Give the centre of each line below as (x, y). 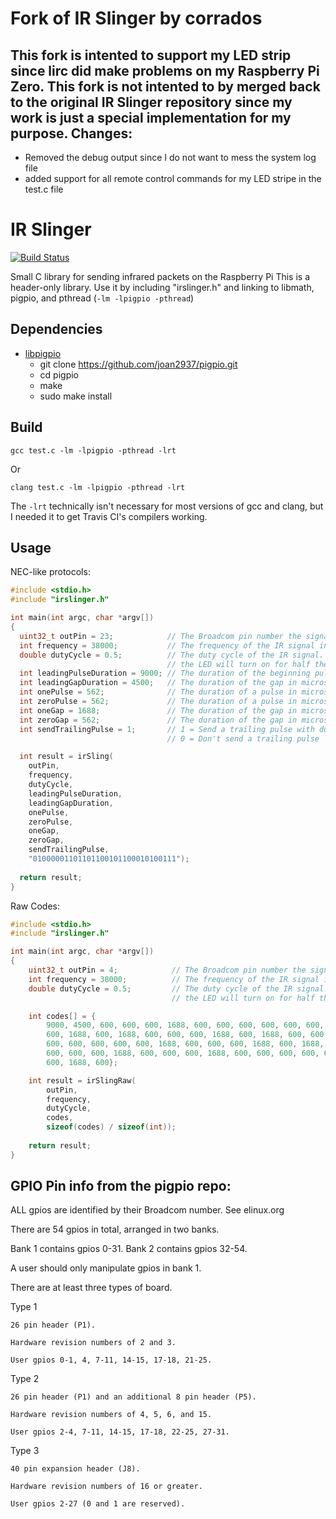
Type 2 (25, 1379)
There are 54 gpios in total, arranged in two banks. (115, 1229)
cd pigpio (59, 374)
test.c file (44, 189)
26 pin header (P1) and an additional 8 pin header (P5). (133, 1397)
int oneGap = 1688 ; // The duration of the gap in (158, 710)
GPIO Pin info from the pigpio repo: (121, 1186)
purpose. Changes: (71, 133)
